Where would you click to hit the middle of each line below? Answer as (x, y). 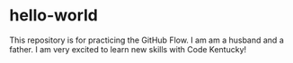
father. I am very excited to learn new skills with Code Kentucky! (128, 49)
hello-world (54, 16)
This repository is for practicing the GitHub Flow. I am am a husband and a (147, 40)
